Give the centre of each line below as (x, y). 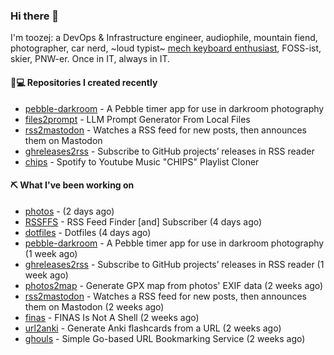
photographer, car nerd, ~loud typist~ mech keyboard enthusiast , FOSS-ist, (166, 48)
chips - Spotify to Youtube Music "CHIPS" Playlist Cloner (142, 161)
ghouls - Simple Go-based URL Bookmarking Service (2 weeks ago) (165, 338)
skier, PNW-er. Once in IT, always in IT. (90, 59)
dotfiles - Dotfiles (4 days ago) (88, 232)
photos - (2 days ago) (69, 211)
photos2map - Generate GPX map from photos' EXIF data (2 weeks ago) (174, 285)
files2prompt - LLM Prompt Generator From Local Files (137, 119)
